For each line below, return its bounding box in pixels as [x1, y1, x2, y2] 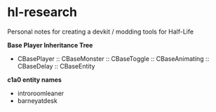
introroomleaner [17, 89, 65, 97]
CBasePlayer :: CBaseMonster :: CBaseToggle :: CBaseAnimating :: [17, 54, 210, 63]
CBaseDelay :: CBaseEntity [17, 62, 95, 70]
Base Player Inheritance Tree [7, 41, 93, 49]
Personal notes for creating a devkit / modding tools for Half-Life [7, 27, 194, 36]
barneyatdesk [17, 96, 58, 105]
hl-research [7, 4, 78, 20]
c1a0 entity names [7, 75, 62, 84]
